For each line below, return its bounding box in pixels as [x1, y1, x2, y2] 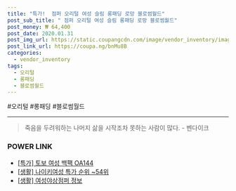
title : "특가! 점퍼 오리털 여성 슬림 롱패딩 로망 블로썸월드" [7, 10, 165, 18]
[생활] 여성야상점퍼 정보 [17, 176, 83, 185]
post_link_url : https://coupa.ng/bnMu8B [7, 43, 128, 50]
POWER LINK [7, 142, 53, 152]
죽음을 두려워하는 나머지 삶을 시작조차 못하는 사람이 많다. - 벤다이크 [24, 124, 209, 132]
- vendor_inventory [13, 56, 71, 63]
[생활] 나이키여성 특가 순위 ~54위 [17, 167, 109, 176]
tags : [7, 62, 23, 70]
